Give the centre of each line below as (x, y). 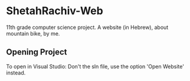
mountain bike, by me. (33, 33)
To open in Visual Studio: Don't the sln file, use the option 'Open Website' (95, 66)
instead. (16, 73)
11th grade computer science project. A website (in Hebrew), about (87, 27)
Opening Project (37, 52)
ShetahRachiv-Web (55, 11)
